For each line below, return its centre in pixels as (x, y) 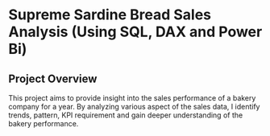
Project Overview (53, 78)
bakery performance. (44, 124)
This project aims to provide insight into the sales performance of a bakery (132, 98)
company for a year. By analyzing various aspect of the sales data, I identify (134, 107)
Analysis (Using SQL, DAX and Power (135, 32)
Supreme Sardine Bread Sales (110, 15)
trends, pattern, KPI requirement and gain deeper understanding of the (126, 115)
